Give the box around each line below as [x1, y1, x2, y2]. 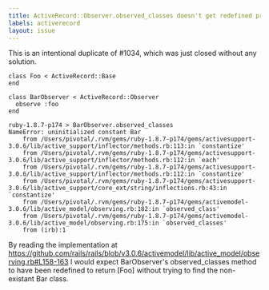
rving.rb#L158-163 [8, 257, 69, 267]
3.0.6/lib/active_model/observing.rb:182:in [8, 205, 159, 213]
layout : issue [8, 26, 56, 34]
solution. [8, 57, 38, 66]
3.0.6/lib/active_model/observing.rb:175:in [8, 219, 159, 228]
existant [8, 274, 34, 284]
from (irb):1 [22, 226, 66, 234]
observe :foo [15, 101, 59, 109]
